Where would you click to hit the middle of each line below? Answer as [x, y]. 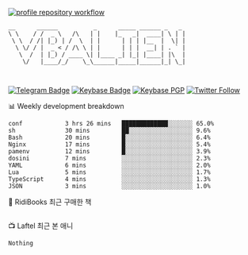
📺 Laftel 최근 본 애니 [41, 226]
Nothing [21, 243]
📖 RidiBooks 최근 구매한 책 [50, 202]
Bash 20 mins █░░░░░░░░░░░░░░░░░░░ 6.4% [110, 137]
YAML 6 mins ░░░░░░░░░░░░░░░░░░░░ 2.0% [110, 165]
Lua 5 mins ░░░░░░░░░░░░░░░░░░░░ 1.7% [110, 172]
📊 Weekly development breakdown [66, 106]
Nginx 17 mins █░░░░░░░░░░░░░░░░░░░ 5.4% [110, 145]
